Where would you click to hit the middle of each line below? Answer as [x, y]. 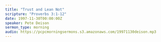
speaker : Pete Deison [27, 23]
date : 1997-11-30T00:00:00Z [34, 18]
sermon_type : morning [27, 28]
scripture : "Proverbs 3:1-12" [36, 14]
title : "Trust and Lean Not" [35, 9]
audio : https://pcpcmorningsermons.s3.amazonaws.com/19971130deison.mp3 [81, 32]
